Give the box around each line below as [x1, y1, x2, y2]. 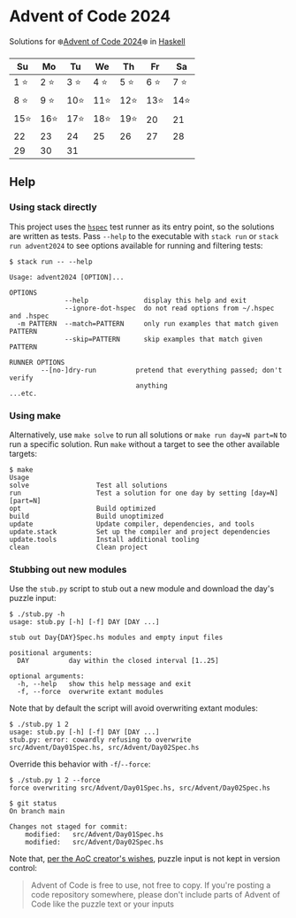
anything [135, 381, 168, 390]
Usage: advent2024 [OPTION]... [9, 273, 125, 282]
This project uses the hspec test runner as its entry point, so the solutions [9, 221, 275, 232]
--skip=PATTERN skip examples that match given [65, 335, 263, 343]
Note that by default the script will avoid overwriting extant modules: [9, 703, 258, 714]
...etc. [9, 389, 38, 397]
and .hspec [9, 312, 49, 320]
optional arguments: [9, 672, 86, 681]
